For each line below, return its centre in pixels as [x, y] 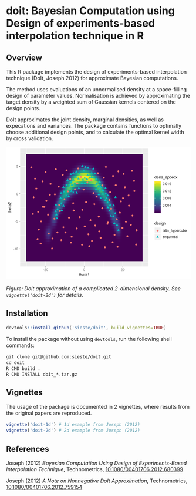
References [28, 449]
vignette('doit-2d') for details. [45, 295]
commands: [21, 345]
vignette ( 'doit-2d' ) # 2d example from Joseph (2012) [73, 431]
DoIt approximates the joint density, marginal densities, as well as [85, 120]
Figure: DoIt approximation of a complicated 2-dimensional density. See [93, 289]
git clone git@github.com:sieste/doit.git [59, 357]
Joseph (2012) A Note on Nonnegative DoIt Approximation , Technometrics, [97, 481]
